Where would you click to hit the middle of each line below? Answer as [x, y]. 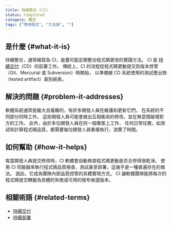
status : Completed [25, 15]
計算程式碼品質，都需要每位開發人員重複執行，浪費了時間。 [77, 129]
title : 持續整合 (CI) [27, 10]
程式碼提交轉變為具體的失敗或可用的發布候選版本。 [59, 180]
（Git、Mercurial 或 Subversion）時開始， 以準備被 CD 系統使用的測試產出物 [86, 73]
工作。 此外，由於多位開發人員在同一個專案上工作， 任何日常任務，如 [87, 123]
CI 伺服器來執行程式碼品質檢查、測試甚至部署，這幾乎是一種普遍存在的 [86, 167]
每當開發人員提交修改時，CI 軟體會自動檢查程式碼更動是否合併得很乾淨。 [82, 160]
